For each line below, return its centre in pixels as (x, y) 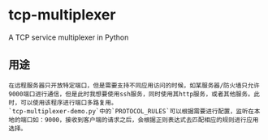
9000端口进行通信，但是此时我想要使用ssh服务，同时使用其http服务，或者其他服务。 (131, 94)
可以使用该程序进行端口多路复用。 (69, 103)
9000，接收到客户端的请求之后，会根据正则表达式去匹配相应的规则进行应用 (151, 120)
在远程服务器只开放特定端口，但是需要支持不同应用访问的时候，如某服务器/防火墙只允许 (134, 85)
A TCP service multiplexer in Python (69, 37)
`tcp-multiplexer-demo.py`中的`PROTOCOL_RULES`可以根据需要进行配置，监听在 (131, 111)
